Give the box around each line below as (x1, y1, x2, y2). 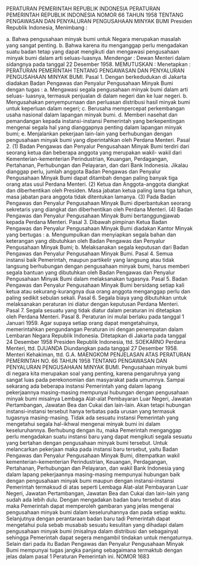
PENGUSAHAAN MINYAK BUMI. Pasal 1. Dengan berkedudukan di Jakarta (6, 74, 187, 80)
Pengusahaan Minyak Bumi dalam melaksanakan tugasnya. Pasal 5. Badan (6, 276, 188, 282)
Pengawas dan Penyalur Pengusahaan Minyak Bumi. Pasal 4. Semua (6, 250, 174, 257)
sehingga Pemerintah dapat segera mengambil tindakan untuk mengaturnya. (6, 534, 194, 541)
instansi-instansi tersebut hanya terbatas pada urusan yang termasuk (6, 408, 176, 415)
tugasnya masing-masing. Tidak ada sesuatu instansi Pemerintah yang (6, 414, 179, 421)
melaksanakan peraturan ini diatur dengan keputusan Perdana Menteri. (6, 301, 179, 308)
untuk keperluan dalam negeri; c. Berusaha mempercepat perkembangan (6, 105, 185, 112)
